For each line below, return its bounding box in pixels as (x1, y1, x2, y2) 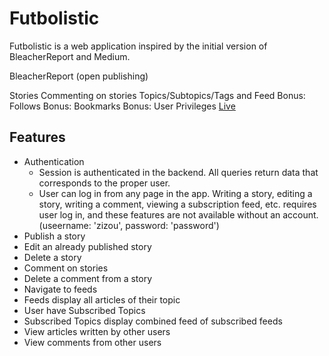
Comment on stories (23, 262, 109, 274)
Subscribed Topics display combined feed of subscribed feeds (23, 315, 283, 327)
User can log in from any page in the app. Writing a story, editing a (38, 187, 313, 199)
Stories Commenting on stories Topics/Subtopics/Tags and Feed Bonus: (9, 89, 306, 101)
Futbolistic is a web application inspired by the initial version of (9, 40, 268, 52)
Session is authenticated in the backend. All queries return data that (38, 166, 319, 178)
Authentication (23, 155, 85, 167)
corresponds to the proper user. (38, 177, 171, 189)
